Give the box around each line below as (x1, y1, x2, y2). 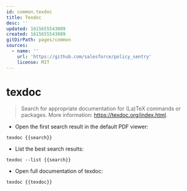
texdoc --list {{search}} (6, 157, 71, 163)
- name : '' (11, 48, 39, 54)
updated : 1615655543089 (6, 25, 66, 32)
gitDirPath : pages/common (6, 37, 71, 43)
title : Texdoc (6, 14, 42, 20)
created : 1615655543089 (6, 31, 66, 37)
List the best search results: (14, 145, 84, 152)
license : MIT (17, 59, 50, 65)
